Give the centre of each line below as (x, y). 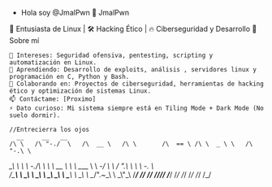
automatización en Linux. (53, 63)
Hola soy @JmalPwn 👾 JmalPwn (75, 13)
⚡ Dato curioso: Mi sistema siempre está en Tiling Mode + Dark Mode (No (137, 108)
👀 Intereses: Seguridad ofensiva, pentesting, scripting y (111, 55)
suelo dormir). (35, 115)
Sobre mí (24, 40)
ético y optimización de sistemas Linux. (80, 91)
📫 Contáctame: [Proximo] (53, 99)
